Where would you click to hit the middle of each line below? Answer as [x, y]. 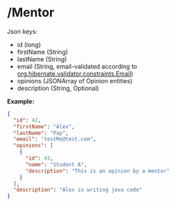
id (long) [29, 44]
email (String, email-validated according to [77, 66]
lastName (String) [42, 59]
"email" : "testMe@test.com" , [55, 139]
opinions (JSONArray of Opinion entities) [75, 80]
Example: [21, 101]
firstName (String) [42, 52]
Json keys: [22, 31]
